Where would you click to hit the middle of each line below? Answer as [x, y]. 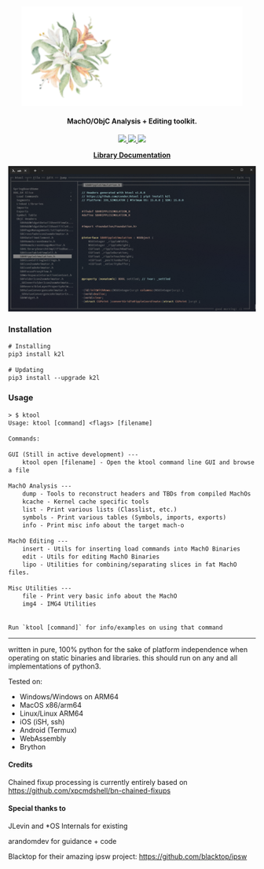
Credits [20, 764]
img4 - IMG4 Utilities [59, 604]
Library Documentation [132, 155]
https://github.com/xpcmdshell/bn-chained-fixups [90, 790]
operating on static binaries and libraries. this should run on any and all [123, 657]
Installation [30, 329]
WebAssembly [43, 738]
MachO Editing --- [38, 541]
